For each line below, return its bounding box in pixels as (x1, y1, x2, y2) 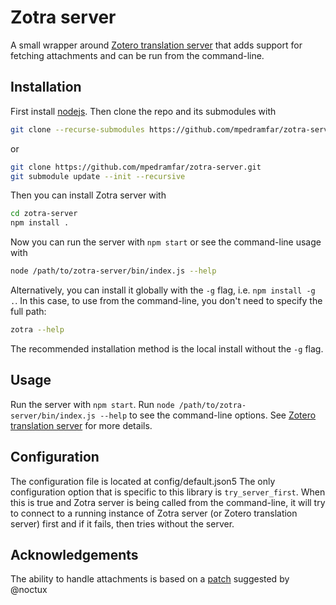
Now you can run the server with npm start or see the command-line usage (10, 236, 322, 248)
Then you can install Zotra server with (10, 189, 167, 201)
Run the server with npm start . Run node (10, 398, 175, 410)
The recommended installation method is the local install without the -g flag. (10, 342, 324, 355)
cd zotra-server (10, 209, 78, 219)
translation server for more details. (10, 419, 153, 431)
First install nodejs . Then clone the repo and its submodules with (10, 105, 277, 117)
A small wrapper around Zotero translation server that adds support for (10, 39, 303, 51)
